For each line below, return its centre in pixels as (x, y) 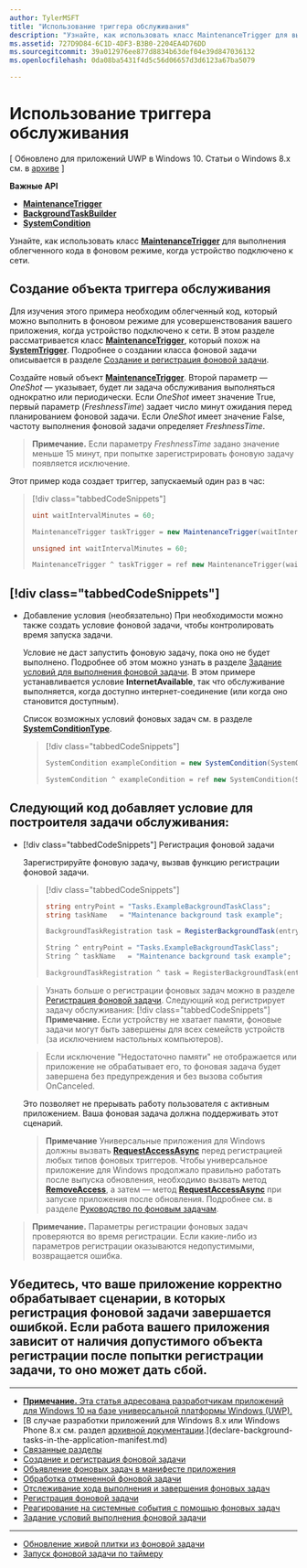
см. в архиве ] (37, 168)
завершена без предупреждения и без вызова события (154, 1076)
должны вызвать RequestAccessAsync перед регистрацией (164, 1150)
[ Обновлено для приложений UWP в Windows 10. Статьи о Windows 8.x (150, 158)
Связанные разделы (62, 1449)
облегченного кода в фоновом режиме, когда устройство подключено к (152, 250)
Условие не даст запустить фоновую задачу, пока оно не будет (146, 653)
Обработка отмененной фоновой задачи (102, 1478)
